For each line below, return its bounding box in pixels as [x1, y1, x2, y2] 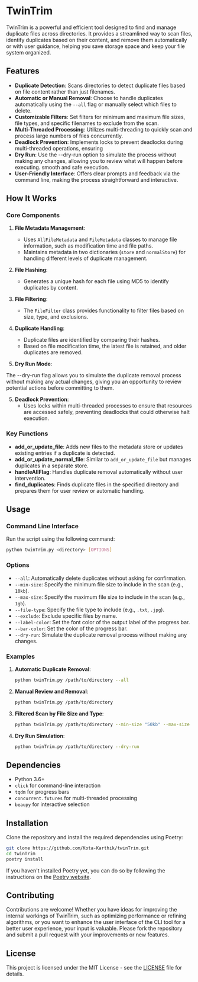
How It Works [6, 194, 57, 204]
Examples [6, 652, 35, 660]
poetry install [6, 856, 44, 862]
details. [6, 970, 24, 978]
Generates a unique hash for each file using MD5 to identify [23, 278, 169, 285]
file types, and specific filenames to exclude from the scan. [14, 120, 160, 127]
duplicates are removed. [23, 349, 83, 356]
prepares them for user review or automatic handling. [14, 487, 145, 494]
